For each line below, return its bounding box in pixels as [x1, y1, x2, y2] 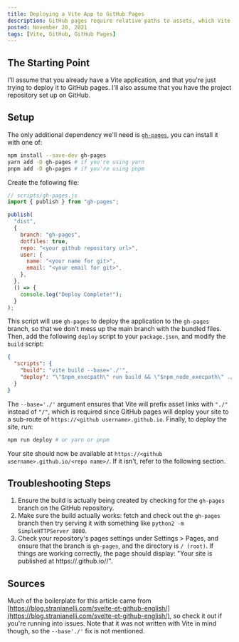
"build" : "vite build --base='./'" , [20, 367, 129, 374]
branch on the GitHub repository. [17, 504, 115, 512]
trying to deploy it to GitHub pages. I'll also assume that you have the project [7, 83, 232, 92]
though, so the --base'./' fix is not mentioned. [7, 627, 145, 636]
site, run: [7, 422, 33, 431]
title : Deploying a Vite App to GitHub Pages [7, 10, 144, 18]
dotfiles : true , [20, 238, 69, 245]
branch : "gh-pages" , [20, 231, 81, 238]
